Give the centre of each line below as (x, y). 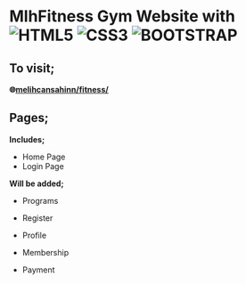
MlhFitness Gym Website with (123, 16)
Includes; (27, 139)
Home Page (44, 157)
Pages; (29, 118)
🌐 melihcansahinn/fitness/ (59, 89)
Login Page (43, 166)
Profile (34, 235)
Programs (40, 200)
